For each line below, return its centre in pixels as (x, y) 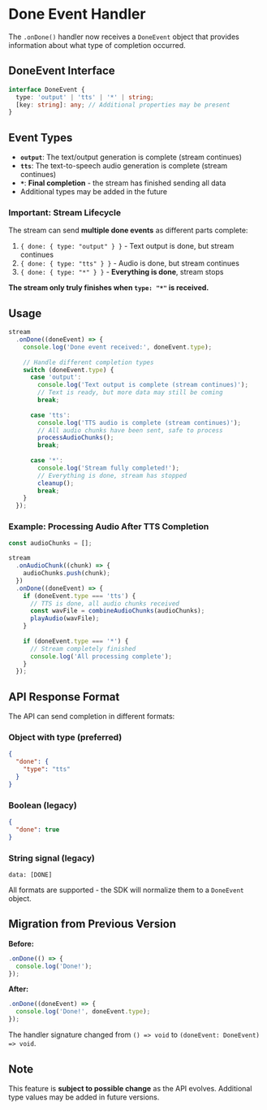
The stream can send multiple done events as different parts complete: (128, 230)
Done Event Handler (77, 14)
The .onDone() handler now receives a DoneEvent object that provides (124, 37)
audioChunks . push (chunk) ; (67, 574)
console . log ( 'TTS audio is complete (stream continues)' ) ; (140, 423)
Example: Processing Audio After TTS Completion (109, 527)
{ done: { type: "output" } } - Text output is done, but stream (127, 246)
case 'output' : (56, 377)
